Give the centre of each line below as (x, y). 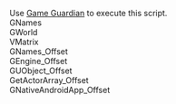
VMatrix (24, 42)
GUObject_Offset (41, 71)
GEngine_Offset (39, 61)
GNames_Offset (39, 52)
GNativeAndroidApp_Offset (60, 90)
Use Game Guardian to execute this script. (88, 13)
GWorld (24, 32)
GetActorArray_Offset (49, 80)
